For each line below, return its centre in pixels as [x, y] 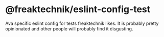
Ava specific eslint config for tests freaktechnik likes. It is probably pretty [82, 23]
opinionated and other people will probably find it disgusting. [69, 28]
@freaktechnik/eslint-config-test [78, 9]
